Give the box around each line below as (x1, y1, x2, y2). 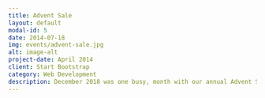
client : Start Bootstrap (8, 63, 90, 71)
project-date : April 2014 (8, 56, 93, 64)
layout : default (8, 19, 62, 27)
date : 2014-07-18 (8, 33, 65, 42)
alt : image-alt (8, 48, 58, 56)
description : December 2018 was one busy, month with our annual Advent (8, 77, 252, 85)
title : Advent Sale (8, 11, 73, 20)
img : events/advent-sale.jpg (8, 41, 104, 49)
